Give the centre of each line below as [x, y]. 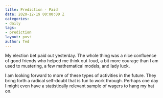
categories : [17, 19]
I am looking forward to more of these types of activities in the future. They [81, 75]
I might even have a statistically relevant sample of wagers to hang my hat [80, 86]
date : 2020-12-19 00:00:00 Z [35, 14]
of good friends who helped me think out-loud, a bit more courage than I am [82, 61]
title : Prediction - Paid [31, 10]
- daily [13, 23]
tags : [11, 28]
